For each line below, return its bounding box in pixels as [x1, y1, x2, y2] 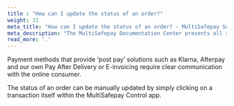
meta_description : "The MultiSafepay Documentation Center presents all [7, 29, 223, 37]
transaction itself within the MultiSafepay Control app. [7, 91, 162, 100]
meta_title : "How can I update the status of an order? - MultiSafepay [7, 23, 219, 30]
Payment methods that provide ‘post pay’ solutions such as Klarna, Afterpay [7, 55, 225, 63]
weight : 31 [7, 17, 39, 24]
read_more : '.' [7, 36, 52, 43]
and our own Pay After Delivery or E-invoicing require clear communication [7, 63, 223, 71]
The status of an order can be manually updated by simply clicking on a [7, 84, 213, 92]
